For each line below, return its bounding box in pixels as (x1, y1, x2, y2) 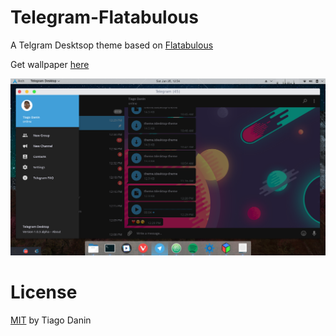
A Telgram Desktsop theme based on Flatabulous (10, 39, 214, 51)
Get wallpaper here (10, 58, 90, 70)
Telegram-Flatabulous (10, 6, 199, 29)
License (10, 281, 78, 304)
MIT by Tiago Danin (10, 314, 92, 326)
